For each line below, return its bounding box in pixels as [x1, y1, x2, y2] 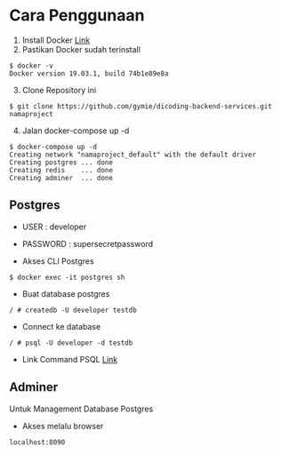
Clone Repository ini [21, 84, 97, 95]
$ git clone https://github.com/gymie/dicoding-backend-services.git [9, 101, 273, 111]
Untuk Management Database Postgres [9, 403, 154, 414]
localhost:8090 [9, 437, 66, 447]
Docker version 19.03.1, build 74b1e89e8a [9, 68, 169, 78]
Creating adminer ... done [9, 173, 114, 182]
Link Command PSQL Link [21, 354, 118, 364]
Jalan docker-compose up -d [21, 125, 130, 136]
